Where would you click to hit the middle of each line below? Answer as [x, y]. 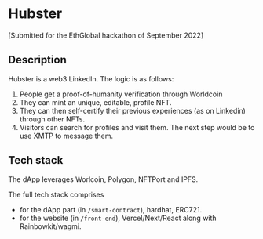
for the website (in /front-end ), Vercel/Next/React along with [118, 218]
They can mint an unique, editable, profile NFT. [95, 102]
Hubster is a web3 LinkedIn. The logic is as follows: [91, 78]
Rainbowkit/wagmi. [50, 226]
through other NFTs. [52, 119]
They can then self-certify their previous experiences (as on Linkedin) [132, 110]
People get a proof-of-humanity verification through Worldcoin [121, 94]
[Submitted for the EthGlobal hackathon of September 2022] [106, 35]
